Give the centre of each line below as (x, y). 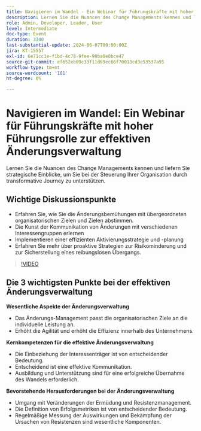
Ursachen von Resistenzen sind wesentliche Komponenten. (88, 421)
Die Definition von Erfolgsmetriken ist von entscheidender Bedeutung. (101, 409)
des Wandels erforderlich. (47, 379)
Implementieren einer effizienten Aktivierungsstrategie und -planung (99, 239)
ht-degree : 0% (24, 78)
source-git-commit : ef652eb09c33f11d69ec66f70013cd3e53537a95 (85, 62)
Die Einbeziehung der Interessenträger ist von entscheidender (91, 354)
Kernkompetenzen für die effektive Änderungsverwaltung (80, 342)
